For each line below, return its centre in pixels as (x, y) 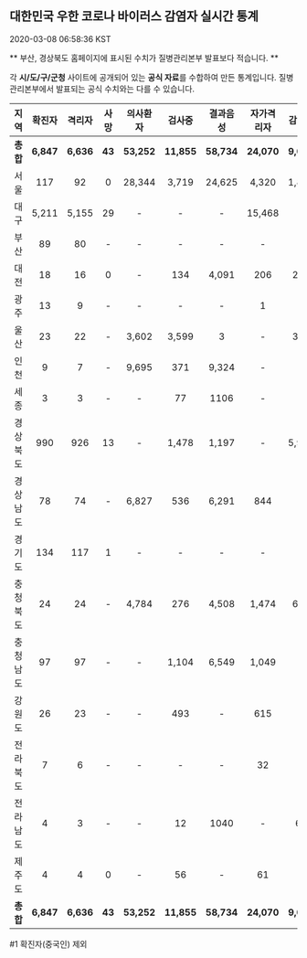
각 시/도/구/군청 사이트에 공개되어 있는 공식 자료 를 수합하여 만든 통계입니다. (143, 77)
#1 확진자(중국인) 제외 (48, 943)
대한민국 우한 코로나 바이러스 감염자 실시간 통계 (134, 16)
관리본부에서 (32, 89)
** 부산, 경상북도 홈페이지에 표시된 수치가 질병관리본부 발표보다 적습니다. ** (144, 58)
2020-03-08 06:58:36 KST (60, 38)
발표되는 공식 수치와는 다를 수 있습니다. (125, 89)
